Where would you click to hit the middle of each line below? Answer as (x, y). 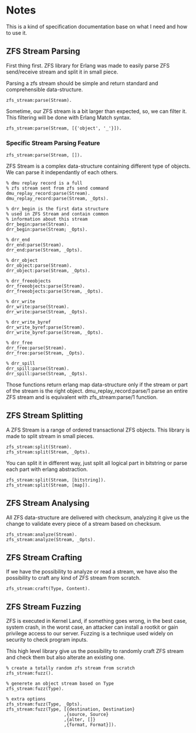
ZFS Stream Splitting (45, 416)
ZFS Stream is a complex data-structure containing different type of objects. (98, 166)
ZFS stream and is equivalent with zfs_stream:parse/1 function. (82, 397)
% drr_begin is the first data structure (58, 209)
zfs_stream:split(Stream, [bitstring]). (56, 480)
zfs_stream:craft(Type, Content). (48, 589)
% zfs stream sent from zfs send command (58, 188)
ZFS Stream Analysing (48, 503)
